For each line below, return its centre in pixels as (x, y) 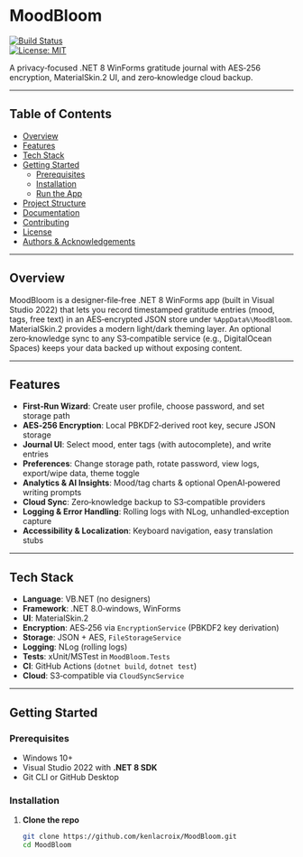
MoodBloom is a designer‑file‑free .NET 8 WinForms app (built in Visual (142, 299)
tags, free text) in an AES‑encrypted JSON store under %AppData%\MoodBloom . (151, 319)
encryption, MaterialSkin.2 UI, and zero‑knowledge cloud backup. (131, 77)
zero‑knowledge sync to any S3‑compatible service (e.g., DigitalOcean (141, 338)
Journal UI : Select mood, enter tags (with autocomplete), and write (147, 445)
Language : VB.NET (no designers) (87, 599)
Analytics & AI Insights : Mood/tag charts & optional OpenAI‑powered (151, 483)
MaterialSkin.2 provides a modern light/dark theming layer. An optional (141, 328)
